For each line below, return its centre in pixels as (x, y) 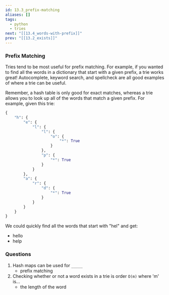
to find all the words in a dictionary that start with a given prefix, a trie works (84, 72)
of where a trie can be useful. (36, 83)
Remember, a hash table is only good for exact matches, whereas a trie (79, 93)
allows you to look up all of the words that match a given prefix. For (75, 98)
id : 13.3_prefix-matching (32, 10)
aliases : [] (18, 15)
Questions (18, 255)
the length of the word (43, 287)
